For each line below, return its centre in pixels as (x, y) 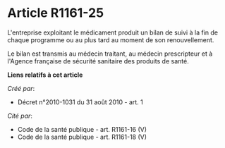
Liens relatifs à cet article (45, 75)
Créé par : (21, 88)
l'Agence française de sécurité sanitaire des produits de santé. (98, 61)
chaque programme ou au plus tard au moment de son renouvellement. (111, 39)
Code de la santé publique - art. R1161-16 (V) (82, 129)
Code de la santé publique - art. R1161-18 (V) (82, 137)
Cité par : (20, 116)
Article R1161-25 (56, 13)
